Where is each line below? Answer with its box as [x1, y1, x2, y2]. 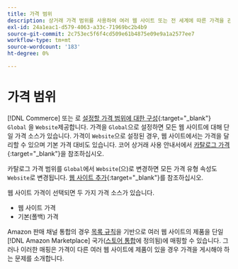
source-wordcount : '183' [7, 43, 81, 50]
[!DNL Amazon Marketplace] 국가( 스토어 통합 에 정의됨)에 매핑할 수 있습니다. [7, 236, 222, 245]
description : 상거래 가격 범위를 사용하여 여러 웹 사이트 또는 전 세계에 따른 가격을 [7, 17, 225, 24]
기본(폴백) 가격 [17, 212, 59, 221]
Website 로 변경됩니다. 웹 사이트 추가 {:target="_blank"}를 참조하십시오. [7, 173, 204, 182]
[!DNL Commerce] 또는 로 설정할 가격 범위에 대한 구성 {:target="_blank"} [7, 114, 211, 122]
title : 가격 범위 [7, 10, 53, 18]
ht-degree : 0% [7, 50, 50, 57]
